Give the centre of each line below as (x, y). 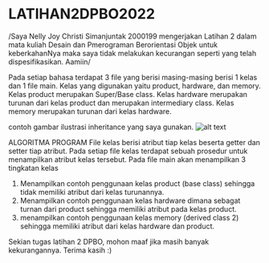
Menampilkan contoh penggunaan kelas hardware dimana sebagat (130, 200)
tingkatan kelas (33, 168)
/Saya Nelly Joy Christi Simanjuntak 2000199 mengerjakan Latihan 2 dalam (132, 36)
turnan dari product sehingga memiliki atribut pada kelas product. (128, 208)
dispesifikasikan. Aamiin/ (49, 62)
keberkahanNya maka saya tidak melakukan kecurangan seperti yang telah (132, 53)
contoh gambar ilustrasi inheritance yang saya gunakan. (101, 127)
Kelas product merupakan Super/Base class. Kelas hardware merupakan (128, 94)
